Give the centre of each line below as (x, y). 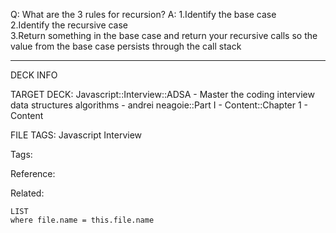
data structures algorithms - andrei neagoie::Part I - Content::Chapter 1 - (159, 105)
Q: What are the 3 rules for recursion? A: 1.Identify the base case (143, 14)
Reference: (33, 173)
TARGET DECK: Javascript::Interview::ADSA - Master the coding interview (162, 94)
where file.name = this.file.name (82, 220)
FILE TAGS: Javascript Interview (76, 135)
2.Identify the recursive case (69, 25)
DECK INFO (34, 75)
